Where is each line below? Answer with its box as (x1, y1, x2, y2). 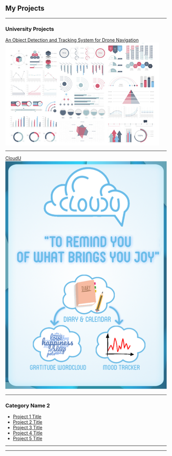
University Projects (5, 25, 54, 32)
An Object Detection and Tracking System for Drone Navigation (5, 37, 139, 43)
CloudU (5, 155, 21, 161)
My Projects (5, 4, 45, 13)
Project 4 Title (12, 430, 42, 436)
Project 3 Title (12, 425, 42, 431)
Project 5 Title (12, 436, 42, 442)
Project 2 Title (12, 419, 42, 425)
